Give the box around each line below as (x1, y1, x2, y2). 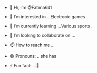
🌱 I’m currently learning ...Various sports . (9, 23, 93, 29)
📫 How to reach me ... (9, 42, 55, 48)
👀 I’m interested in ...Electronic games (9, 14, 85, 19)
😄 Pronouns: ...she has (9, 53, 57, 59)
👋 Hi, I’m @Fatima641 (9, 5, 52, 10)
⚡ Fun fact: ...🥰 (9, 63, 39, 68)
